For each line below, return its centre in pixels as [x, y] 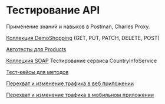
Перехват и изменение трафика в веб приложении [70, 83]
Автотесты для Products [36, 49]
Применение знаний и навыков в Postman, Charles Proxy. [78, 26]
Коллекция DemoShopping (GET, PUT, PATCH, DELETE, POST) [83, 38]
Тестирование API [53, 10]
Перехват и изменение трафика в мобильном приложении [80, 95]
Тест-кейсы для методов [37, 72]
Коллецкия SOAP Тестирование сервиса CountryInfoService [82, 61]
